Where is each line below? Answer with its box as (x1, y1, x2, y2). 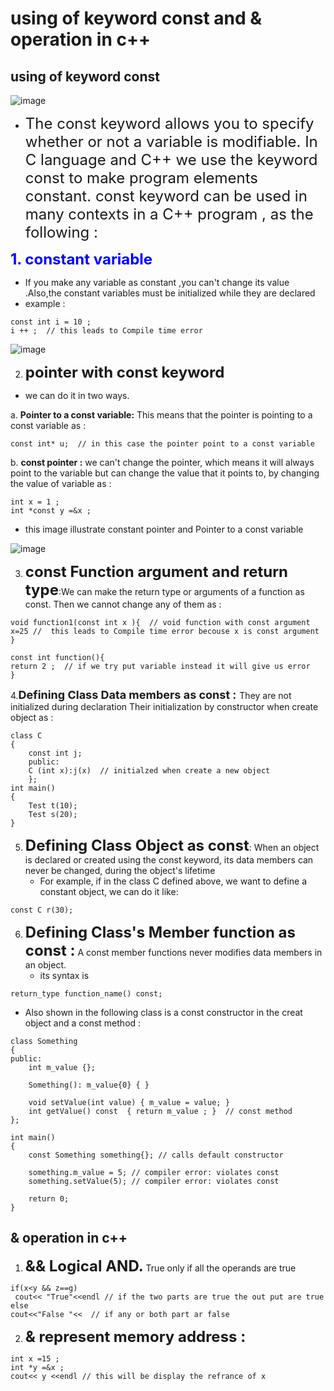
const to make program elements (24, 168, 258, 187)
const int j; (28, 748, 83, 758)
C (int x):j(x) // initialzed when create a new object (28, 766, 271, 776)
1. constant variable (10, 250, 153, 269)
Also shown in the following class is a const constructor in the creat (24, 1007, 303, 1018)
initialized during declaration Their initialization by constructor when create (10, 701, 319, 712)
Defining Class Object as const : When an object (24, 836, 320, 855)
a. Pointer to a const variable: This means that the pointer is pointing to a (10, 409, 313, 421)
